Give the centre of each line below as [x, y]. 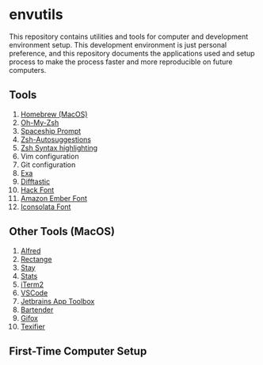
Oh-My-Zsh [40, 122]
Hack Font [37, 190]
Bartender [37, 310]
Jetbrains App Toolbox [57, 301]
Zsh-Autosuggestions [56, 139]
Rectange [36, 259]
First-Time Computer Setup [78, 351]
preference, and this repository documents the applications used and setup [132, 53]
